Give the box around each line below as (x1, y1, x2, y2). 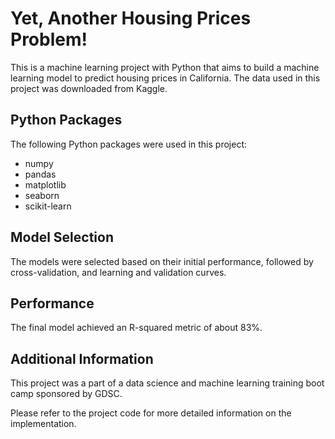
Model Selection (10, 229, 115, 246)
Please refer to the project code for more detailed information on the (10, 407, 292, 419)
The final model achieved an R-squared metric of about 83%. (10, 322, 263, 334)
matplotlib (24, 178, 67, 191)
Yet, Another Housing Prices (10, 7, 252, 30)
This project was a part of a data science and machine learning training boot (10, 377, 325, 389)
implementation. (10, 418, 77, 430)
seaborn (24, 189, 60, 201)
